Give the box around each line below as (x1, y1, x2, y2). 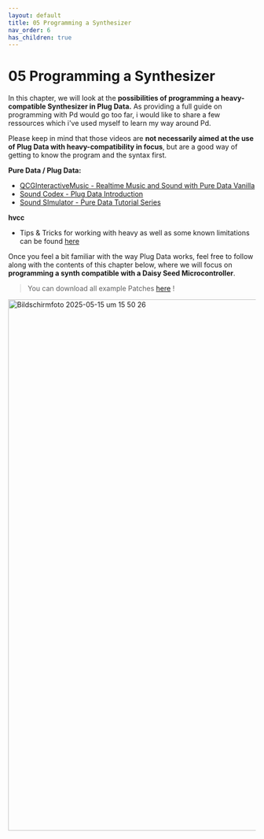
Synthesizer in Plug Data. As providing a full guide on (46, 102, 222, 111)
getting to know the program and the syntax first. (8, 150, 167, 160)
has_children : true (8, 33, 72, 42)
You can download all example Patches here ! (27, 284, 175, 294)
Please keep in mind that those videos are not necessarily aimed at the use (8, 134, 254, 143)
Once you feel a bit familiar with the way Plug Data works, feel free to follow (8, 252, 254, 261)
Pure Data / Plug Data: (8, 166, 82, 176)
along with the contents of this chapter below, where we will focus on (8, 261, 233, 270)
